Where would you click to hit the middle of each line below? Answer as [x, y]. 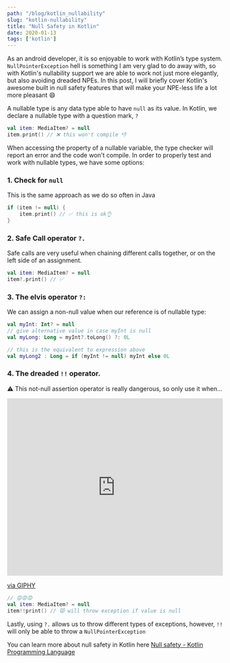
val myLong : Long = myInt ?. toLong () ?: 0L [68, 337]
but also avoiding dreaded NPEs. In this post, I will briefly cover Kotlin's [107, 80]
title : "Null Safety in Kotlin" [53, 26]
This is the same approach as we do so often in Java [81, 195]
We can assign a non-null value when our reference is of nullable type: [107, 312]
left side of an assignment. [44, 260]
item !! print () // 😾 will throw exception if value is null [94, 611]
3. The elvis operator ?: [47, 297]
